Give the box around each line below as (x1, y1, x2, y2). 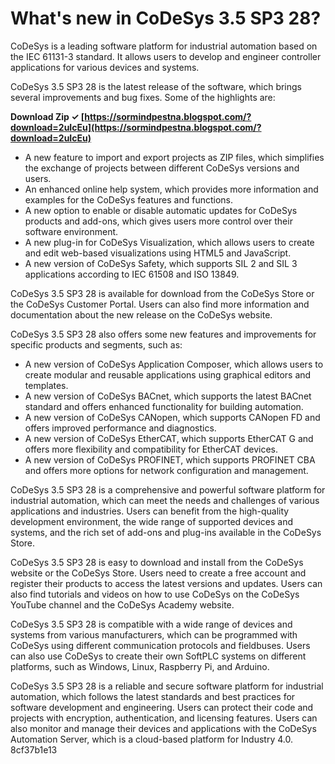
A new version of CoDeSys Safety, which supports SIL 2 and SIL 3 (24, 257, 298, 269)
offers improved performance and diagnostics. (24, 422, 217, 434)
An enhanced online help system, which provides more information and (24, 183, 319, 195)
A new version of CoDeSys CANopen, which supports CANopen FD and (24, 411, 321, 423)
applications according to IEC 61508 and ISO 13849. (24, 268, 240, 280)
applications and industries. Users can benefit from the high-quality (10, 505, 290, 517)
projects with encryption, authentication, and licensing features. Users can (10, 712, 318, 724)
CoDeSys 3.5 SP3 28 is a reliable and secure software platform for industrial (10, 680, 324, 692)
